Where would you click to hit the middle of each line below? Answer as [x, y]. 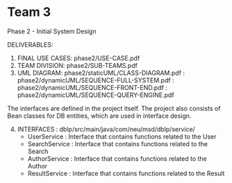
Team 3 [29, 12]
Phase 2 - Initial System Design [52, 31]
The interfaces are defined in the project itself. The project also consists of [114, 108]
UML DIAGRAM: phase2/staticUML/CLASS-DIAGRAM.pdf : [101, 73]
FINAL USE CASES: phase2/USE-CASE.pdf [78, 58]
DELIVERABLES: [30, 44]
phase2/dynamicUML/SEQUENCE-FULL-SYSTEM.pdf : [96, 80]
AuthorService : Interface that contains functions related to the [117, 158]
